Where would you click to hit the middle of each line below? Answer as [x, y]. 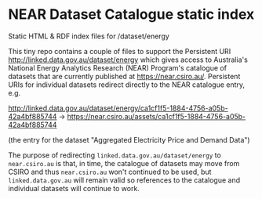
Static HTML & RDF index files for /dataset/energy [89, 36]
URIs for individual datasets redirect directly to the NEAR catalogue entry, [127, 85]
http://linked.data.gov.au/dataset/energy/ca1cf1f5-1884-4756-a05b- [118, 108]
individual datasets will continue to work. [74, 188]
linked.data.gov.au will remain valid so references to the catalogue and [124, 180]
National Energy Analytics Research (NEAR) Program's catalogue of [118, 67]
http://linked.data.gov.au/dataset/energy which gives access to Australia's [128, 60]
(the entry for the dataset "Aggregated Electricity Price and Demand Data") [129, 139]
